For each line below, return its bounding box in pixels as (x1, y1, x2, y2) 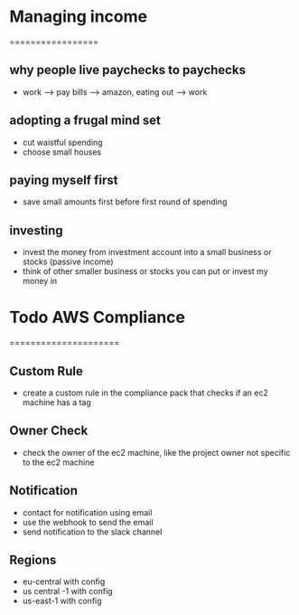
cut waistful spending (22, 137, 103, 147)
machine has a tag (22, 396, 92, 408)
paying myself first (9, 172, 118, 187)
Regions (9, 552, 57, 567)
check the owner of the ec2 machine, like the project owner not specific (22, 447, 291, 458)
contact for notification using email (22, 506, 153, 517)
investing (9, 222, 63, 238)
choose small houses (22, 147, 102, 157)
